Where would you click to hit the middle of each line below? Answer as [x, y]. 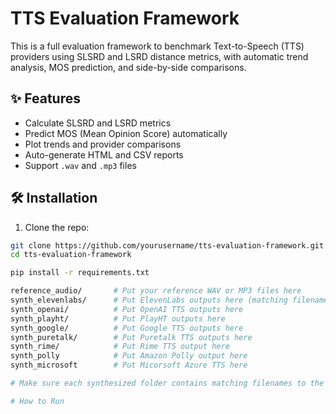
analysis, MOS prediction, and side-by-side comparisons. [128, 67]
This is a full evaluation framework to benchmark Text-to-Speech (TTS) [157, 46]
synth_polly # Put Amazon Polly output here [129, 356]
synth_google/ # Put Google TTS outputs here [127, 328]
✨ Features [45, 98]
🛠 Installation [54, 198]
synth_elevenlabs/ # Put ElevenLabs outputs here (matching [149, 300]
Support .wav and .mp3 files [80, 165]
